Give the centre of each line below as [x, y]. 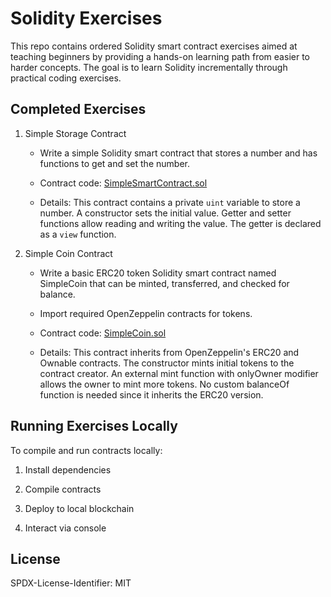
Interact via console [65, 528]
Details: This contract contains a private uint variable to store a [170, 202]
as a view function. [78, 234]
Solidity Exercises [86, 18]
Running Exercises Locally [94, 426]
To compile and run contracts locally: [86, 450]
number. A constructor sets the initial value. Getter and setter [165, 213]
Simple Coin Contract [68, 253]
